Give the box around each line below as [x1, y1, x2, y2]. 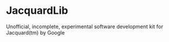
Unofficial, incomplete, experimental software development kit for [6, 23, 164, 30]
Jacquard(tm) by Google [6, 29, 65, 36]
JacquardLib [6, 4, 68, 17]
